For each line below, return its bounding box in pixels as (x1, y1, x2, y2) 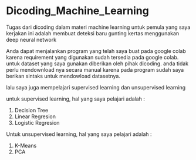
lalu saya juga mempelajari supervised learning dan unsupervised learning (6, 84, 186, 91)
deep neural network (6, 36, 57, 43)
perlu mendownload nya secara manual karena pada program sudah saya (6, 66, 184, 73)
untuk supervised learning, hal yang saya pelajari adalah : (6, 95, 146, 102)
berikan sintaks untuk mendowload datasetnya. (6, 72, 120, 79)
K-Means (14, 142, 37, 149)
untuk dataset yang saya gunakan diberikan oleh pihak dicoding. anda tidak (6, 60, 189, 67)
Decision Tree (14, 106, 49, 114)
